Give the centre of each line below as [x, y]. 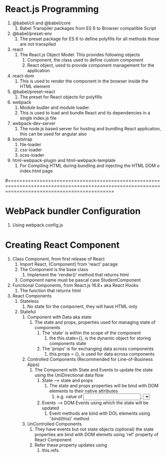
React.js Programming [52, 9]
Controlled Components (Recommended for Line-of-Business [90, 359]
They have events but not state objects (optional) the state [94, 429]
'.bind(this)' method [69, 418]
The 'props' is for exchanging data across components [98, 349]
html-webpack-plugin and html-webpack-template [64, 160]
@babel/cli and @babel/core [41, 23]
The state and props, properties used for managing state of [95, 322]
